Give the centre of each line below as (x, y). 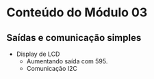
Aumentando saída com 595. (67, 61)
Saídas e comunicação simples (74, 38)
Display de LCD (38, 54)
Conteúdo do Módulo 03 (77, 13)
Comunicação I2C (52, 68)
